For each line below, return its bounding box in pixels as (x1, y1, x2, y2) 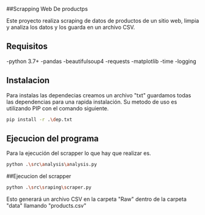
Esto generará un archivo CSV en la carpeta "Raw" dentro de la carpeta (6, 195, 187, 203)
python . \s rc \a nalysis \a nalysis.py (6, 162, 97, 168)
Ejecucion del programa (6, 133, 99, 143)
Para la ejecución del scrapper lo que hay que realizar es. (6, 149, 151, 157)
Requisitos (6, 41, 48, 51)
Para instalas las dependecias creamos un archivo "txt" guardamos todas (6, 91, 192, 99)
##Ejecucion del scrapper (6, 173, 72, 180)
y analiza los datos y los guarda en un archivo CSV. (6, 24, 135, 31)
